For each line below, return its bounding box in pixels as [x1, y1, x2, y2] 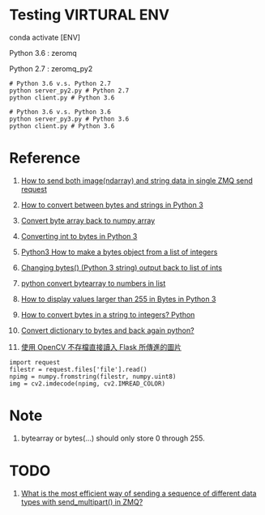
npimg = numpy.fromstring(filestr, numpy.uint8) [9, 372, 177, 381]
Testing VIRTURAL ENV [9, 6, 169, 24]
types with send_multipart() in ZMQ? [20, 496, 143, 507]
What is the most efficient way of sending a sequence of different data [20, 488, 257, 498]
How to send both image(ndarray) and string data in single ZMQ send [20, 176, 254, 185]
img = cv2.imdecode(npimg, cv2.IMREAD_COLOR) [9, 379, 165, 388]
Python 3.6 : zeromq [9, 48, 78, 57]
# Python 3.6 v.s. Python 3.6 [9, 108, 112, 116]
